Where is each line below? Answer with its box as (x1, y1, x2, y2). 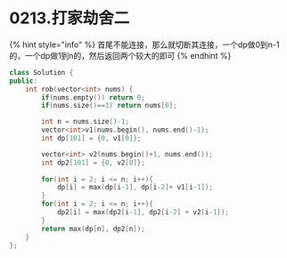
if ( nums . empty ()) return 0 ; (41, 93, 145, 102)
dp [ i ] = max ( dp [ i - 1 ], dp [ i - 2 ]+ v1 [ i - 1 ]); (56, 183, 214, 192)
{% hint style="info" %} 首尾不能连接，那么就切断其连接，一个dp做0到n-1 (9, 39, 280, 50)
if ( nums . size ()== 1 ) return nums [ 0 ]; (41, 101, 177, 110)
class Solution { (9, 68, 74, 77)
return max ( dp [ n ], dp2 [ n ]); (41, 224, 145, 233)
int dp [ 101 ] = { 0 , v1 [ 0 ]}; (41, 134, 142, 143)
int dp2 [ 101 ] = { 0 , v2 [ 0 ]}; (41, 157, 145, 167)
